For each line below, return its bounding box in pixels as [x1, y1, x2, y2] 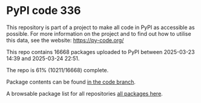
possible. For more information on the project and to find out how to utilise [6, 30, 192, 37]
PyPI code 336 [6, 4, 81, 18]
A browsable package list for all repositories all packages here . [6, 90, 163, 97]
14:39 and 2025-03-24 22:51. [6, 55, 80, 62]
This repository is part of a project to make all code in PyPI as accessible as [6, 24, 195, 31]
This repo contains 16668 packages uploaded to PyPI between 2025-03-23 [6, 48, 195, 55]
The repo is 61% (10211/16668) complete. [6, 66, 109, 73]
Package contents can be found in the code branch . [6, 78, 136, 85]
